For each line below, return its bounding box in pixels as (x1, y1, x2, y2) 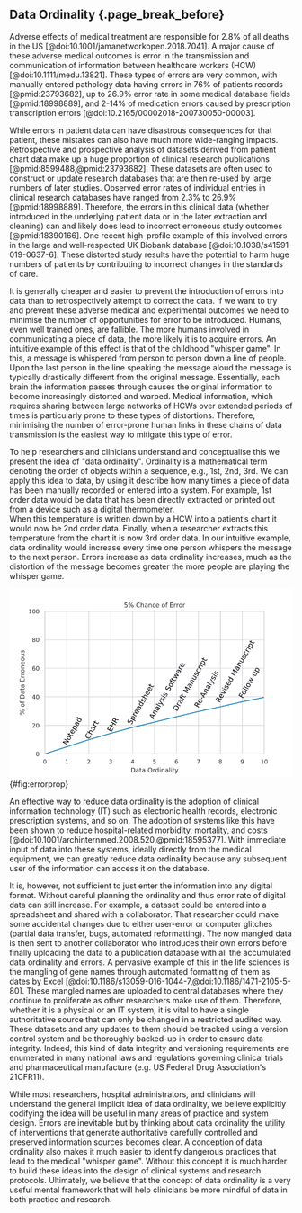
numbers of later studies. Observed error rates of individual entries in (9, 182, 266, 192)
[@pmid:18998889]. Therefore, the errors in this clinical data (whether (9, 201, 270, 212)
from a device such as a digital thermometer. (9, 504, 175, 514)
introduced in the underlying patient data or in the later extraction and (9, 210, 268, 221)
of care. (9, 268, 39, 279)
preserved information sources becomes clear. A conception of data (9, 1137, 262, 1147)
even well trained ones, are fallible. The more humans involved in (9, 324, 250, 334)
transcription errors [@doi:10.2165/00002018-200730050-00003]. (9, 107, 256, 118)
